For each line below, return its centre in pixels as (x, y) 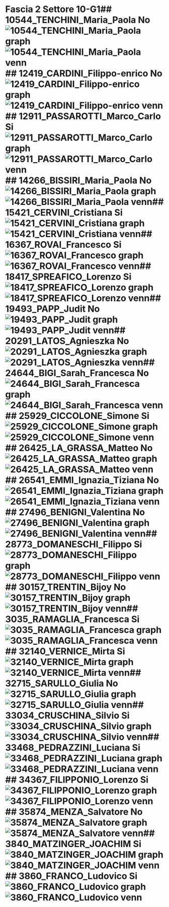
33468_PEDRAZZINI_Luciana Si (73, 748)
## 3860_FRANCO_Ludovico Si (71, 876)
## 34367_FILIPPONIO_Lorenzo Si (77, 780)
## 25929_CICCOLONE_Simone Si (77, 416)
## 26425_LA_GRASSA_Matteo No (79, 448)
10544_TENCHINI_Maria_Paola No (78, 20)
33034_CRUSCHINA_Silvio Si (67, 716)
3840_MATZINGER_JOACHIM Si (73, 844)
